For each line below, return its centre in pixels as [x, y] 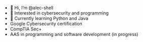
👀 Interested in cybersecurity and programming [59, 13]
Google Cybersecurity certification [46, 23]
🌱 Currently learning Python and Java [49, 18]
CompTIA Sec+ [26, 29]
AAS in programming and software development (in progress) [74, 34]
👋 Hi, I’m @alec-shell [32, 8]
